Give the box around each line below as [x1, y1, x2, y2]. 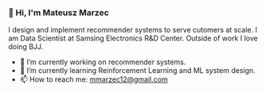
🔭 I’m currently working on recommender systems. [19, 57, 186, 67]
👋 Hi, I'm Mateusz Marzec [8, 7, 109, 18]
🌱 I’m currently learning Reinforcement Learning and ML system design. [19, 66, 256, 75]
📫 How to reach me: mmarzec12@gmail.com [19, 75, 169, 84]
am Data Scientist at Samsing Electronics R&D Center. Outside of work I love [8, 33, 258, 43]
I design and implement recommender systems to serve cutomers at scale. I [8, 25, 257, 35]
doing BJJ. [8, 42, 44, 52]
